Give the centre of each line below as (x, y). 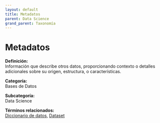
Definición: (17, 61)
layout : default (22, 10)
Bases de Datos (21, 86)
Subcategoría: (20, 96)
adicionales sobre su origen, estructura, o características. (63, 72)
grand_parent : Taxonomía (30, 23)
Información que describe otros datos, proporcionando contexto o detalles (80, 66)
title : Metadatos (23, 14)
